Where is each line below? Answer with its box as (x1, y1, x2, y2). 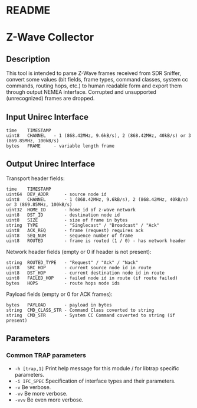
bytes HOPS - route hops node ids (6, 280, 120, 286)
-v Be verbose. (14, 383, 51, 390)
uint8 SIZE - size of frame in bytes (6, 217, 128, 223)
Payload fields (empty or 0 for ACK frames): (6, 291, 113, 298)
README (6, 4, 51, 17)
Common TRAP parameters (6, 351, 87, 360)
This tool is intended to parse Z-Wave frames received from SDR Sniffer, (6, 70, 182, 77)
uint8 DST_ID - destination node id (6, 212, 120, 218)
